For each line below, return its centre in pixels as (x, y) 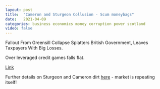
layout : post (19, 10)
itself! (11, 82)
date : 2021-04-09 (26, 19)
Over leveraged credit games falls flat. (45, 57)
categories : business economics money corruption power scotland (75, 24)
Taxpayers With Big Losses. (34, 48)
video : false (19, 28)
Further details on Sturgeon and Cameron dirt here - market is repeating (80, 77)
